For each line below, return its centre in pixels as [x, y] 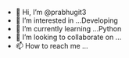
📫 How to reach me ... [52, 46]
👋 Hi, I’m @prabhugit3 [51, 12]
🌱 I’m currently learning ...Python [68, 29]
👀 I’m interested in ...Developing [67, 20]
